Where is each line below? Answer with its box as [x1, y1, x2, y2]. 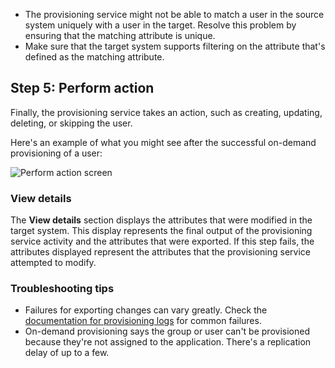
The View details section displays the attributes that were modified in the [10, 214, 313, 226]
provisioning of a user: [10, 147, 103, 159]
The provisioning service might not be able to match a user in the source [24, 9, 325, 20]
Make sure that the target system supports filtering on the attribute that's [24, 40, 326, 52]
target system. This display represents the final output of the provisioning [10, 225, 313, 237]
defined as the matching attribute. [24, 51, 165, 63]
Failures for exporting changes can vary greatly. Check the [24, 304, 268, 316]
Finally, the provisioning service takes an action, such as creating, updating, [10, 106, 323, 118]
